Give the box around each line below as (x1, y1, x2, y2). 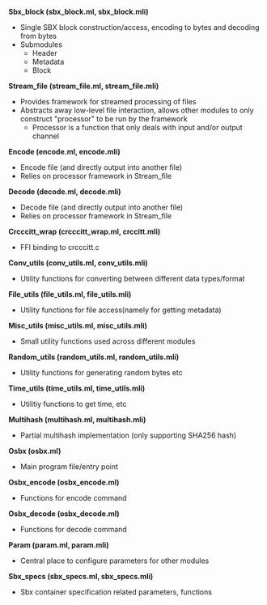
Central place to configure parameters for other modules (19, 556, 210, 565)
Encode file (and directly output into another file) (19, 163, 183, 172)
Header (32, 49, 58, 57)
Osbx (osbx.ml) (8, 446, 61, 455)
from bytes (19, 32, 57, 40)
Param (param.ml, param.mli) (8, 540, 109, 549)
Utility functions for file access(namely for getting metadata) (19, 305, 222, 315)
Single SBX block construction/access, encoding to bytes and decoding (19, 23, 261, 32)
